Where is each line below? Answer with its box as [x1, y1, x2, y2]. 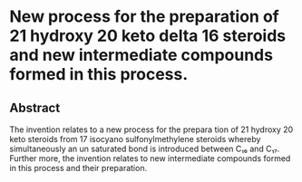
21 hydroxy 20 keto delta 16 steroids [9, 25, 287, 46]
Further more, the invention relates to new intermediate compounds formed [9, 153, 291, 164]
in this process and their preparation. [9, 163, 148, 173]
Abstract [9, 100, 61, 115]
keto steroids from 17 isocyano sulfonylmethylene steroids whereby [9, 134, 261, 144]
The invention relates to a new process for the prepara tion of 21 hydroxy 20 [9, 124, 294, 135]
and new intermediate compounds [9, 45, 274, 65]
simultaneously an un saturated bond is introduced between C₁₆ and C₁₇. [9, 143, 280, 154]
